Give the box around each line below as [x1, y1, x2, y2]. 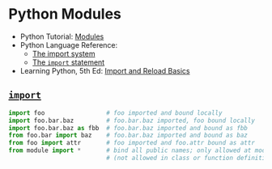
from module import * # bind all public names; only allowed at [8, 146, 252, 154]
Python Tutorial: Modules [19, 32, 104, 41]
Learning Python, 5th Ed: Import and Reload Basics [19, 65, 190, 75]
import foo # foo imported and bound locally [8, 108, 223, 117]
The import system [32, 49, 96, 58]
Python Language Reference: [19, 40, 118, 49]
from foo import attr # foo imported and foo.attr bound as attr [8, 139, 255, 147]
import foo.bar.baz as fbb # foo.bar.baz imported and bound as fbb [8, 124, 249, 132]
